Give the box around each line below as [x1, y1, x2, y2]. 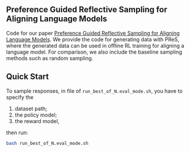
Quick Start [6, 72, 49, 82]
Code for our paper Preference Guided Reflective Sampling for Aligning [6, 29, 180, 37]
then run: [6, 129, 28, 136]
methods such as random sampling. [6, 54, 94, 61]
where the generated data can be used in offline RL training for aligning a [6, 42, 185, 49]
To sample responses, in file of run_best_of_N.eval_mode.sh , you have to [6, 87, 183, 94]
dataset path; [14, 105, 47, 112]
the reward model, [14, 117, 60, 124]
